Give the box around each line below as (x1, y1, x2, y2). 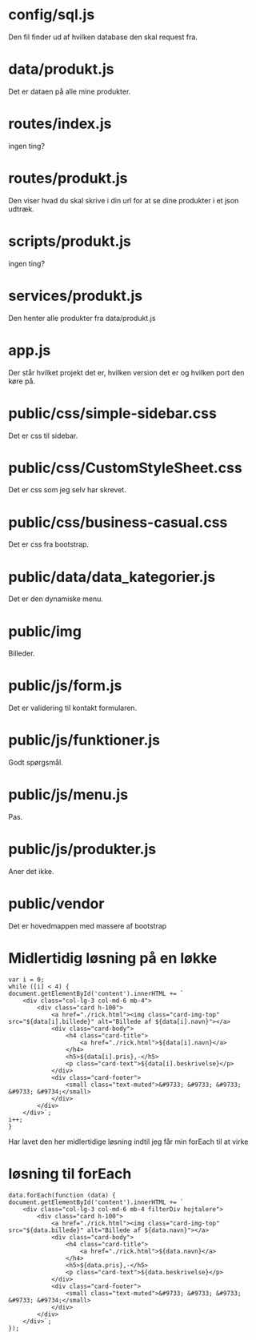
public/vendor (8, 895, 105, 913)
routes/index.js (8, 114, 112, 133)
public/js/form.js (8, 676, 122, 695)
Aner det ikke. (8, 867, 54, 876)
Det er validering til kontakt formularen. (8, 703, 138, 713)
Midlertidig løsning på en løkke (8, 949, 218, 968)
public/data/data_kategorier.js (8, 568, 216, 586)
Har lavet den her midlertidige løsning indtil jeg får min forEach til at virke (8, 1137, 249, 1146)
